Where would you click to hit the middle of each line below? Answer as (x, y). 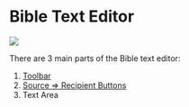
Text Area (40, 94)
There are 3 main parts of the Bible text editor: (95, 58)
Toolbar (36, 76)
